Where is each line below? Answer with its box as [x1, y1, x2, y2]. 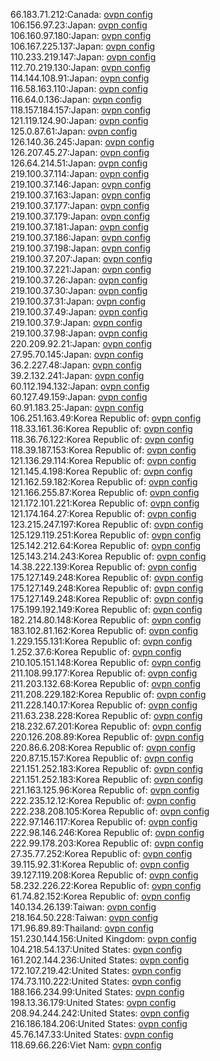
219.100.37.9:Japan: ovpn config [10, 317, 143, 328]
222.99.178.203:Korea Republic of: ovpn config [10, 837, 204, 849]
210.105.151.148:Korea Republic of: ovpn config [10, 657, 202, 668]
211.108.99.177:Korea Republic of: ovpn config [10, 667, 198, 679]
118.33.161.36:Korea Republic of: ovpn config [10, 423, 193, 434]
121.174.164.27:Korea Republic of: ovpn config [10, 508, 197, 519]
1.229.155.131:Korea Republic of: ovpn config [10, 635, 193, 647]
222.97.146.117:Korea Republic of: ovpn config [10, 816, 198, 828]
